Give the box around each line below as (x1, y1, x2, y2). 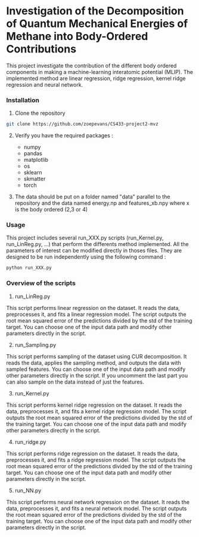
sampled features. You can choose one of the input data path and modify (6, 366, 186, 373)
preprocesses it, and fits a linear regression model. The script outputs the (6, 311, 186, 318)
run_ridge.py (14, 438, 46, 446)
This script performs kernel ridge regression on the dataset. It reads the (6, 401, 182, 409)
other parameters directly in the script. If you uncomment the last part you (6, 372, 188, 379)
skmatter (23, 175, 46, 183)
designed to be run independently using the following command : (6, 253, 166, 260)
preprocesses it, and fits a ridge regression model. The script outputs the (6, 456, 186, 464)
